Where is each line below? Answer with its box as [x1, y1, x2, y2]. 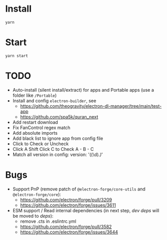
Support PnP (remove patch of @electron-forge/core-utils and [12, 186, 146, 192]
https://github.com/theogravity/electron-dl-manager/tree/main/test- [20, 103, 162, 109]
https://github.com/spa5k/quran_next [20, 113, 99, 119]
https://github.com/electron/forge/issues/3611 [20, 202, 116, 208]
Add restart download [12, 119, 58, 125]
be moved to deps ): [12, 213, 54, 219]
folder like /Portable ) [12, 92, 57, 98]
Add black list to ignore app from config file [12, 135, 103, 141]
